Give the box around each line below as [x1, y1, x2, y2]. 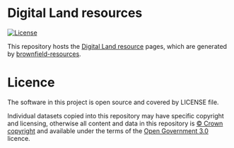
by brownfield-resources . [7, 50, 81, 58]
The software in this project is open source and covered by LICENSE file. [7, 98, 219, 106]
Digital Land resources [7, 5, 143, 21]
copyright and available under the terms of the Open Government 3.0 [7, 126, 209, 135]
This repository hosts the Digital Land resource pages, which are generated [7, 42, 228, 50]
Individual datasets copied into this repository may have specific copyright [7, 111, 224, 120]
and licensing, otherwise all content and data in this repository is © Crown [7, 119, 223, 127]
